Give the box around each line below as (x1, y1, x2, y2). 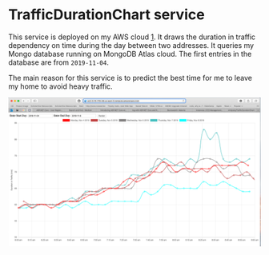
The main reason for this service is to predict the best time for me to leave (8, 73, 252, 82)
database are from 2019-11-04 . (8, 58, 110, 67)
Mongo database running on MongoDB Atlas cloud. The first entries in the (8, 49, 252, 58)
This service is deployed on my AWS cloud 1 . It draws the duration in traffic (8, 32, 256, 42)
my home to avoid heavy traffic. (8, 82, 114, 91)
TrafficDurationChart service (8, 6, 206, 24)
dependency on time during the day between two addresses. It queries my (8, 40, 255, 50)
